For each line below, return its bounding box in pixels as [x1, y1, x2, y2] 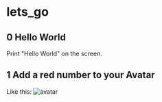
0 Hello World [6, 31, 66, 43]
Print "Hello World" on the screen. [6, 49, 102, 58]
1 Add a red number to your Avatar [6, 69, 155, 81]
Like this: [6, 87, 32, 96]
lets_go [6, 4, 49, 20]
